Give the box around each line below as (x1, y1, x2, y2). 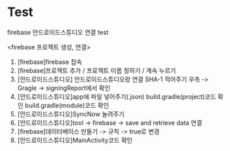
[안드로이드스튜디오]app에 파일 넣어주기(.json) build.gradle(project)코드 (17, 92, 216, 101)
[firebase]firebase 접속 (17, 57, 82, 66)
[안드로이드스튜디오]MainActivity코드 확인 (17, 136, 133, 144)
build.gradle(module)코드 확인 (24, 101, 109, 109)
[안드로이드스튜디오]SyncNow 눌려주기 (17, 109, 125, 118)
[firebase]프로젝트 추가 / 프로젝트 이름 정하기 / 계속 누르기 (17, 66, 176, 74)
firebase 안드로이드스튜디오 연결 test (7, 28, 109, 36)
